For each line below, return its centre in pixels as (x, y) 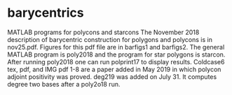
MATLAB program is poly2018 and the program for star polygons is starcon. (116, 54)
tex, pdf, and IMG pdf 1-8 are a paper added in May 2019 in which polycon (114, 69)
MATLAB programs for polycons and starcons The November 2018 (103, 32)
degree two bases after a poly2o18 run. (64, 84)
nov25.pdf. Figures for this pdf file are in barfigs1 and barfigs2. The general (116, 47)
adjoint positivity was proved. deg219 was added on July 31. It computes (112, 76)
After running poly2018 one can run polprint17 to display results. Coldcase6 (116, 61)
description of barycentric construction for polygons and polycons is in (110, 39)
